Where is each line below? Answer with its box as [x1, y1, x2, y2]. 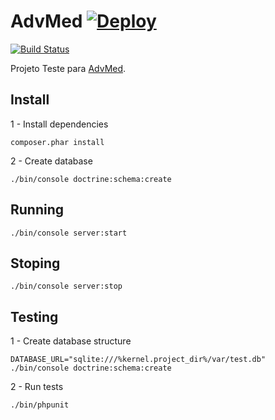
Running [10, 201, 65, 219]
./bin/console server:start [10, 228, 128, 238]
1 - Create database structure [10, 335, 132, 347]
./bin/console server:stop [10, 281, 123, 292]
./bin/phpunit [10, 400, 70, 410]
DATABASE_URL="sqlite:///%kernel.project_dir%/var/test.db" [10, 355, 267, 365]
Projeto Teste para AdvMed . [10, 62, 127, 74]
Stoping [10, 255, 61, 272]
